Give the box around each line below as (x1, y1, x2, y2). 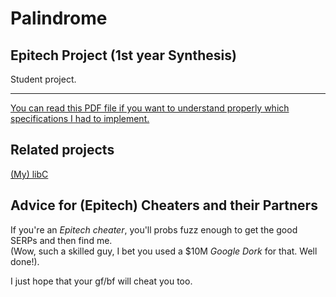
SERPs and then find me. (10, 234, 113, 246)
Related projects (10, 142, 115, 159)
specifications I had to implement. (10, 113, 150, 124)
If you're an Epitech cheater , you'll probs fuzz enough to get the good (10, 223, 298, 236)
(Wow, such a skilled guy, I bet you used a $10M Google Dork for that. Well (10, 245, 318, 257)
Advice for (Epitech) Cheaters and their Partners (10, 197, 318, 214)
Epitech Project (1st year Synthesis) (10, 47, 237, 64)
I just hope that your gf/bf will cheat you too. (10, 275, 193, 287)
